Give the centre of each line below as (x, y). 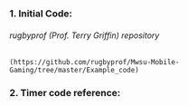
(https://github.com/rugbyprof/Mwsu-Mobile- (94, 63)
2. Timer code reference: (65, 93)
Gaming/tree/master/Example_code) (75, 71)
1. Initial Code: (41, 14)
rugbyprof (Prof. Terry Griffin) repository (85, 35)
